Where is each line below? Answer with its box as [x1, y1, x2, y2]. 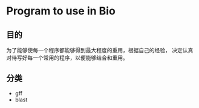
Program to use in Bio [6, 4, 116, 18]
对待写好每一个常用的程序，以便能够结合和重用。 [6, 54, 128, 61]
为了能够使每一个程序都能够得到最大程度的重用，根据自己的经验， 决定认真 [6, 47, 194, 53]
